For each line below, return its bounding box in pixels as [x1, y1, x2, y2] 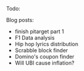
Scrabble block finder [14, 47, 69, 54]
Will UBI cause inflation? [14, 59, 74, 66]
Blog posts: [6, 17, 34, 23]
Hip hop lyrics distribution [14, 41, 79, 47]
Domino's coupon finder [14, 53, 74, 60]
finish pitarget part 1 [14, 28, 64, 35]
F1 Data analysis [14, 34, 55, 41]
